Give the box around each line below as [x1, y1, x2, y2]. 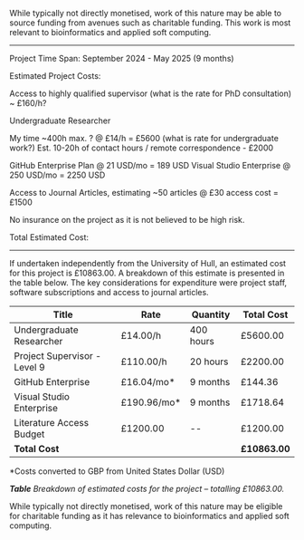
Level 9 [14, 362, 45, 373]
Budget [14, 428, 45, 440]
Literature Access [14, 417, 89, 429]
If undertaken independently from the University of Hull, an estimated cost [9, 258, 287, 268]
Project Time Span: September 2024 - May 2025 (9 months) [9, 53, 234, 63]
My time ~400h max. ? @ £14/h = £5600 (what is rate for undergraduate [9, 133, 279, 143]
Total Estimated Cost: [9, 232, 89, 243]
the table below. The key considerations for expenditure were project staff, [9, 277, 288, 288]
